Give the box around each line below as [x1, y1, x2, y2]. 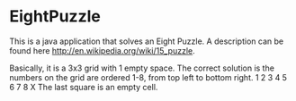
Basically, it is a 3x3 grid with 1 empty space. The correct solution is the [9, 63, 274, 73]
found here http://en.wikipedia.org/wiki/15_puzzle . [9, 45, 195, 55]
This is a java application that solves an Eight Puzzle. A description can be [9, 36, 284, 46]
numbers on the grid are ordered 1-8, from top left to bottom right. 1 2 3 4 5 [9, 72, 288, 82]
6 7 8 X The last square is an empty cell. [9, 81, 158, 92]
